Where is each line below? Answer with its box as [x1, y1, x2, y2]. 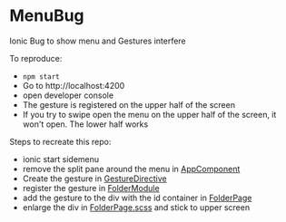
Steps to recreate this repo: [9, 136, 112, 147]
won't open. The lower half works [22, 119, 149, 130]
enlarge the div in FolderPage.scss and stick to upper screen [22, 201, 251, 213]
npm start [22, 72, 61, 82]
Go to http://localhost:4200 [22, 80, 125, 91]
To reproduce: [9, 53, 63, 63]
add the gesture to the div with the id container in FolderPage [22, 192, 252, 203]
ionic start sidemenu [22, 153, 100, 164]
